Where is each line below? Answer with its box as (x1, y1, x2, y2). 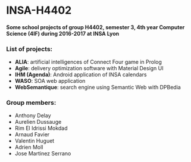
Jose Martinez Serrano (14, 150, 71, 157)
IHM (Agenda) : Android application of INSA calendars (14, 71, 147, 78)
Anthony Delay (14, 112, 52, 119)
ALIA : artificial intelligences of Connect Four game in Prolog (14, 58, 162, 66)
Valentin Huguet (14, 138, 55, 145)
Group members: (6, 99, 57, 107)
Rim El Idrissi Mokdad (14, 124, 68, 132)
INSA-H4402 (6, 4, 72, 17)
